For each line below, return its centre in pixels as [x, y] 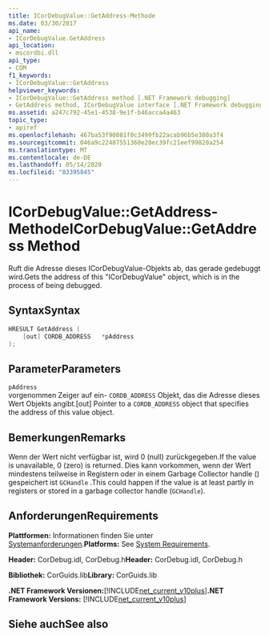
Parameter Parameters [65, 369]
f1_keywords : [30, 75]
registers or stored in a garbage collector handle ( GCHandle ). [107, 491]
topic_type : [28, 120]
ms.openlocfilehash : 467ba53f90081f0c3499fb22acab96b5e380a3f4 [116, 135]
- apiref [23, 128]
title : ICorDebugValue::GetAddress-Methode [82, 16]
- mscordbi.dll [34, 53]
